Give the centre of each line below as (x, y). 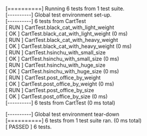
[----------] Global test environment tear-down (62, 114)
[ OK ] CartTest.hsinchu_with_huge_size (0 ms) (62, 71)
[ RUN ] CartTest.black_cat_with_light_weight (60, 27)
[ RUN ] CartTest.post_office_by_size (50, 90)
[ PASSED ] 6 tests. (29, 127)
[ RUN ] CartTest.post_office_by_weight (53, 77)
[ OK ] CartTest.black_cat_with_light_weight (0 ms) (67, 34)
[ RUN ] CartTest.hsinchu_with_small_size (55, 52)
